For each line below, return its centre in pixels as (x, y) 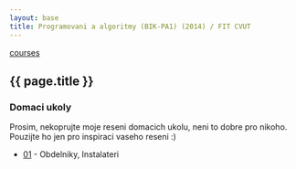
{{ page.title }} (52, 81)
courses (25, 52)
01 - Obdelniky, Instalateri (71, 154)
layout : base (34, 18)
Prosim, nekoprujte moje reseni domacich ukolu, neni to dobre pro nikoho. (148, 127)
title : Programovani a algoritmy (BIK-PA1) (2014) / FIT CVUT (130, 26)
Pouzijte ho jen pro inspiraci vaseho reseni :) (93, 137)
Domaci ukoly (40, 107)
